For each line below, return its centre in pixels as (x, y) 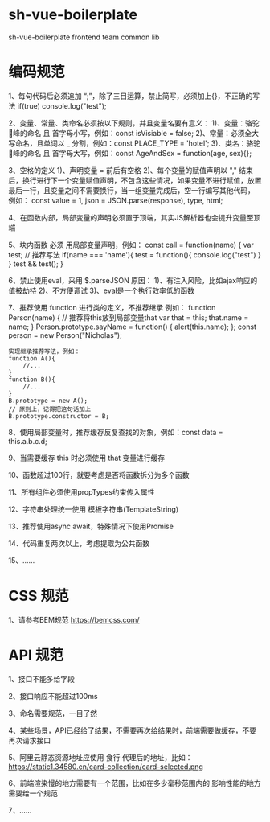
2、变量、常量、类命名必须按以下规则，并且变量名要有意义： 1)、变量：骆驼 (134, 123)
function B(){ (32, 380)
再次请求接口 (29, 740)
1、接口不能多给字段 (41, 679)
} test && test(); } (36, 264)
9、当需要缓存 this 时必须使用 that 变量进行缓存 (87, 458)
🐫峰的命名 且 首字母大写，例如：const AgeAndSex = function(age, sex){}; (130, 153)
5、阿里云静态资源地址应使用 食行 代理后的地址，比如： (100, 757)
